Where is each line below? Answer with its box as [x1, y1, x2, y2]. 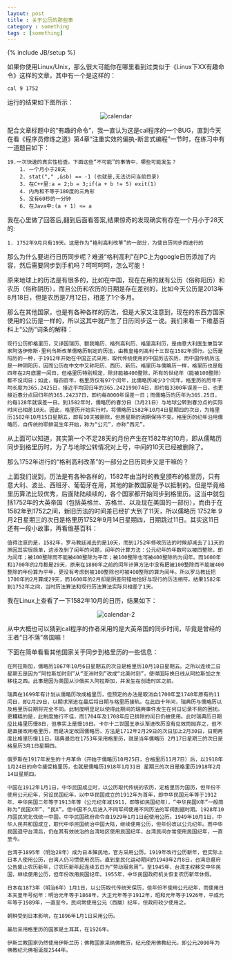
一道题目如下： [7, 143, 50, 152]
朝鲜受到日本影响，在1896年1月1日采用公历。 [7, 913, 119, 920]
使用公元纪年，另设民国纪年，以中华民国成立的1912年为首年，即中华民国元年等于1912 [7, 792, 217, 799]
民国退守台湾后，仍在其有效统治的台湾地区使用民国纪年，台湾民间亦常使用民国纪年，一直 [7, 828, 223, 835]
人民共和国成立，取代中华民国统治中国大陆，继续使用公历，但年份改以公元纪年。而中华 [12, 821, 223, 828]
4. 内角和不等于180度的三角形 [19, 188, 95, 195]
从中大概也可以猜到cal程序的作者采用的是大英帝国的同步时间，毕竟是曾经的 [7, 624, 222, 633]
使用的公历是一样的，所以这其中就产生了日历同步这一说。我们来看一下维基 [7, 316, 219, 325]
